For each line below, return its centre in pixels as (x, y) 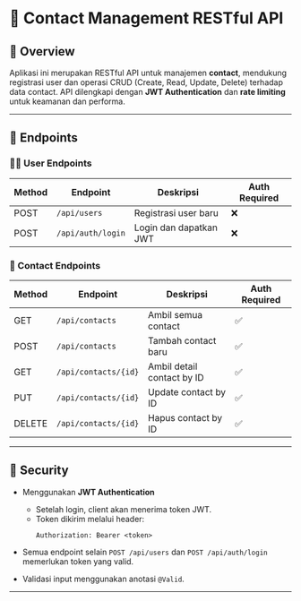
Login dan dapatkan (176, 228)
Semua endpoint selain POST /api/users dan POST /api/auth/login (145, 552)
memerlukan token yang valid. (78, 561)
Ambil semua (175, 314)
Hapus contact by (185, 417)
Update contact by (187, 391)
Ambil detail (172, 366)
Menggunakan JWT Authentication (88, 492)
